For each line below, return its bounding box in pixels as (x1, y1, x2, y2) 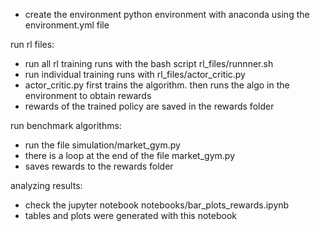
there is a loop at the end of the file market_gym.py (24, 150, 236, 161)
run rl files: (10, 39, 55, 50)
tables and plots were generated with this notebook (24, 210, 237, 221)
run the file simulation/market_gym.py (24, 139, 181, 151)
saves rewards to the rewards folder (24, 160, 174, 172)
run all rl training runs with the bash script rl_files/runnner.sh (24, 58, 274, 69)
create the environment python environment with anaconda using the (24, 9, 310, 20)
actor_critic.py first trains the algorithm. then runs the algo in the (24, 79, 290, 91)
